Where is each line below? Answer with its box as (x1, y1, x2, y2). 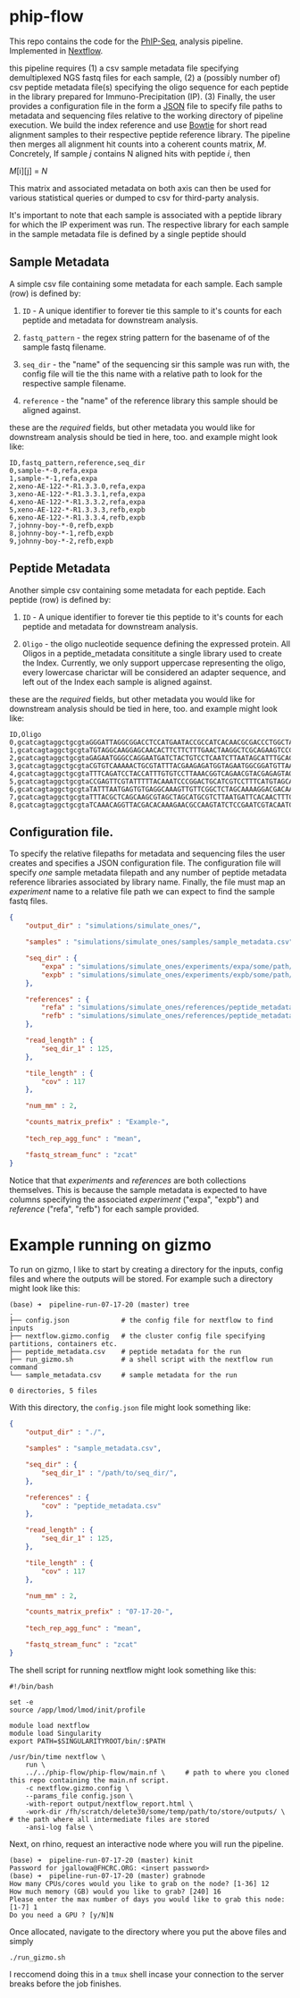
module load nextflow (9, 1721, 90, 1730)
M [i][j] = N (9, 165, 47, 176)
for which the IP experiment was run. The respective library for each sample (9, 219, 289, 230)
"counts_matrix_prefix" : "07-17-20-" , (25, 1607, 174, 1616)
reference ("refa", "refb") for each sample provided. (9, 1203, 199, 1214)
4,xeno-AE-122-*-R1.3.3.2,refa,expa (9, 497, 146, 506)
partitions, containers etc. (9, 1340, 118, 1349)
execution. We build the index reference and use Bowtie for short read (9, 119, 268, 131)
